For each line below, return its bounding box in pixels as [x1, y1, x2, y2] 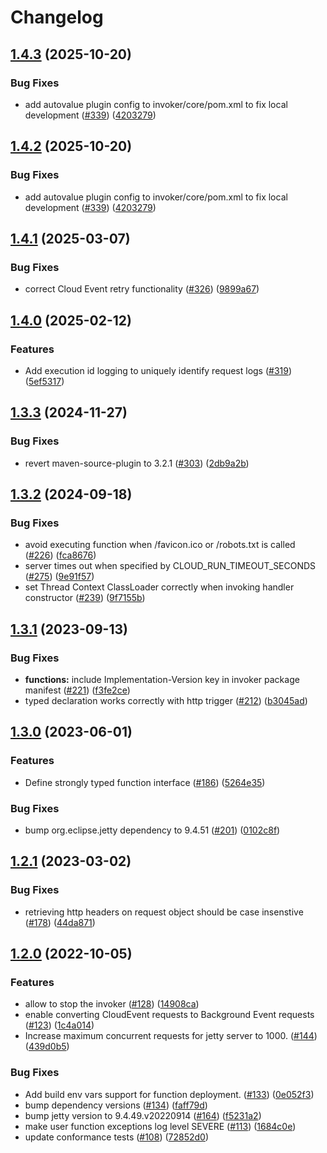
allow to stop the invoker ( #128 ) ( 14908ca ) [24, 998, 200, 1010]
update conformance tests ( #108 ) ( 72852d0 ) [24, 1131, 210, 1143]
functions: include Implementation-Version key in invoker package [24, 674, 300, 685]
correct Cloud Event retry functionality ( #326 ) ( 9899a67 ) [24, 283, 260, 295]
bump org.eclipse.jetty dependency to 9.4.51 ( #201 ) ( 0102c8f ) [24, 824, 281, 836]
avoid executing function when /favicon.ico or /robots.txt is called [24, 539, 296, 551]
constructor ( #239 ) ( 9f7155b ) [24, 592, 146, 604]
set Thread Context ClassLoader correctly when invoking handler [24, 581, 295, 593]
